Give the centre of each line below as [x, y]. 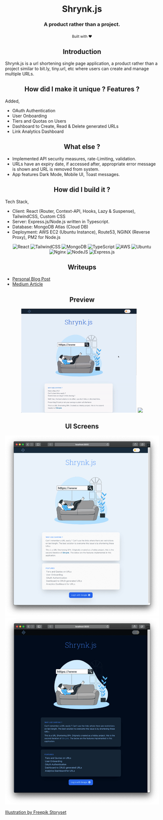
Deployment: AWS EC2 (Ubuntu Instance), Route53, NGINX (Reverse [81, 232]
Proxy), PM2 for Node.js [36, 237]
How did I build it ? [82, 190]
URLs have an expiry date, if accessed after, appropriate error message [84, 164]
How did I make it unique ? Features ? [82, 89]
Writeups [82, 267]
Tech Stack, [17, 202]
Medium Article [27, 284]
